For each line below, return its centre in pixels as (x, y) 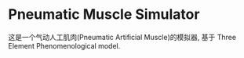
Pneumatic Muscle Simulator (104, 14)
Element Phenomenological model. (64, 45)
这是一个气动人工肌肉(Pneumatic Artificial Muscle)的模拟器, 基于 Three (122, 37)
